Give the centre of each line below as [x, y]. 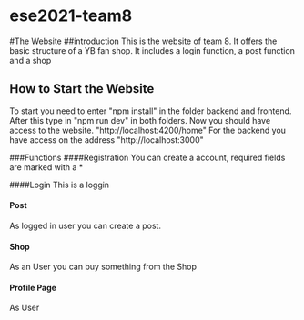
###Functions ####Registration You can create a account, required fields [147, 157]
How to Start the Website [82, 89]
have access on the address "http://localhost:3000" [107, 140]
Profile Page [33, 287]
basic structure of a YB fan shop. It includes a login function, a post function [152, 50]
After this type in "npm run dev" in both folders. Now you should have [140, 120]
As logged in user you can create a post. [86, 225]
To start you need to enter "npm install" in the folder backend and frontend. [151, 111]
